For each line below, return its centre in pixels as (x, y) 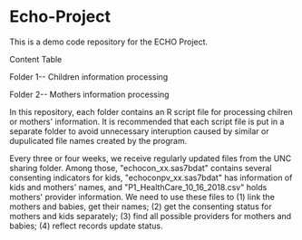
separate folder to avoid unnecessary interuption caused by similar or (139, 131)
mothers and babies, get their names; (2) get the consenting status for (141, 206)
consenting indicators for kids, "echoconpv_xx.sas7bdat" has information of (151, 178)
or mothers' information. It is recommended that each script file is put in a (147, 121)
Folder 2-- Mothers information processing (89, 94)
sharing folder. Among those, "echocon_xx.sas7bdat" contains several (141, 168)
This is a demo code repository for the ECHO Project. (109, 42)
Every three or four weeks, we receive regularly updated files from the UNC (151, 158)
